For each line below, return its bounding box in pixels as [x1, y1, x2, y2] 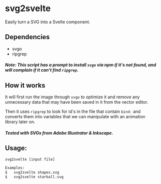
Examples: [5, 166, 25, 170]
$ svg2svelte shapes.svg [5, 170, 59, 175]
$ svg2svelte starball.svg [5, 175, 64, 180]
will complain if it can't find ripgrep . [5, 67, 79, 73]
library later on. [5, 119, 35, 125]
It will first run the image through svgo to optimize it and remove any [5, 94, 140, 100]
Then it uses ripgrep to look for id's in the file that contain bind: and [5, 108, 141, 114]
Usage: [5, 144, 28, 153]
